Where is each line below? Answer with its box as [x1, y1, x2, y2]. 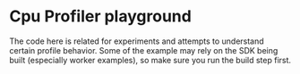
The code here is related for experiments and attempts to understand [9, 36, 264, 46]
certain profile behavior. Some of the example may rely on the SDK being [9, 45, 279, 55]
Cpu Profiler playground [9, 6, 193, 27]
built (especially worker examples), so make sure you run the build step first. [9, 54, 292, 65]
